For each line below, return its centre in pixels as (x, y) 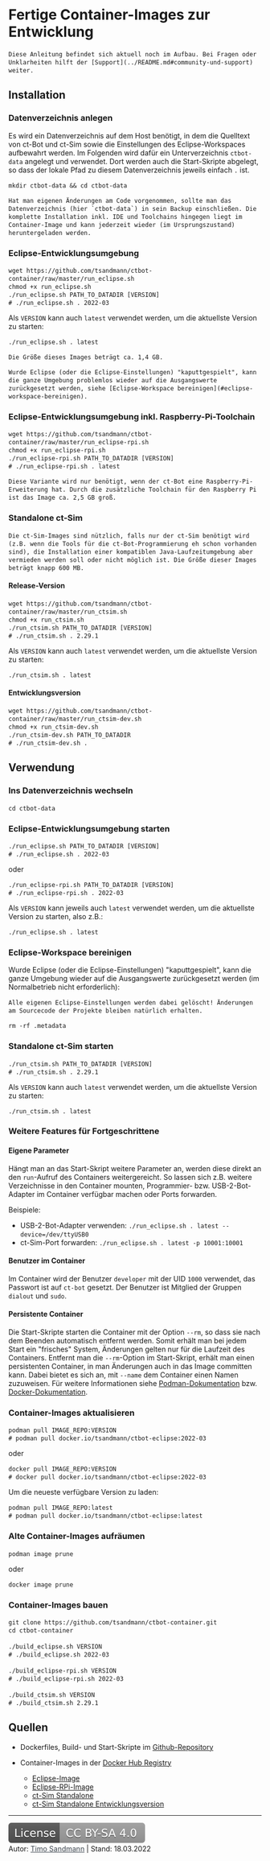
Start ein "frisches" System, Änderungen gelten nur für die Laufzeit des (127, 1349)
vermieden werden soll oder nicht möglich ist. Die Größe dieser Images (133, 560)
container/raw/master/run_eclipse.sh (72, 279)
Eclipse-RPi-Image (63, 1787)
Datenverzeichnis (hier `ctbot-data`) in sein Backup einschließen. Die (133, 208)
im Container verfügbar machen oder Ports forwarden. (127, 1194)
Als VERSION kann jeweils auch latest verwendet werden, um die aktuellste (131, 908)
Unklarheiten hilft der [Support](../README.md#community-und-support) (131, 62)
